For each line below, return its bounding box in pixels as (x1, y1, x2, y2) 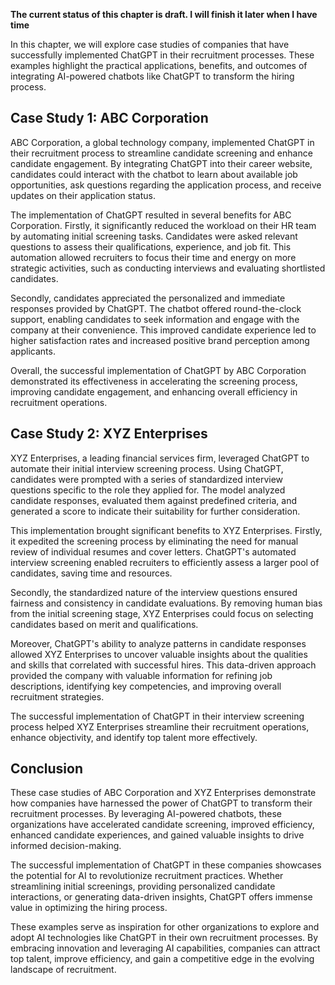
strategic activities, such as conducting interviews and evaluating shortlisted (10, 262, 326, 274)
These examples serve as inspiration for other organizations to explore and (10, 921, 320, 933)
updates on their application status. (10, 189, 156, 201)
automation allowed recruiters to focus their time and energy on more (10, 251, 297, 263)
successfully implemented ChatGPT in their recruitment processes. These (10, 49, 315, 61)
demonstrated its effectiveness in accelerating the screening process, (10, 375, 298, 387)
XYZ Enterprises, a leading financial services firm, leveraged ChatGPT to (10, 452, 310, 464)
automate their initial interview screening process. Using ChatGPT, (10, 462, 284, 474)
